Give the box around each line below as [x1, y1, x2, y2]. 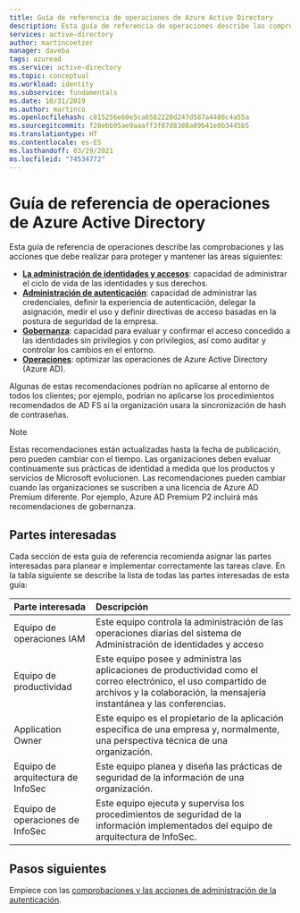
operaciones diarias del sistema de [95, 627, 243, 640]
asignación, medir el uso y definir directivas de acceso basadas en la [21, 306, 277, 318]
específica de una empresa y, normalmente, [95, 723, 279, 736]
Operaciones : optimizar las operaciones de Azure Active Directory [21, 354, 268, 365]
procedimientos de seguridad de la [95, 808, 242, 821]
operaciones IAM [13, 633, 86, 645]
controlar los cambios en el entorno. [21, 345, 156, 355]
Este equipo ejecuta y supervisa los [95, 798, 245, 810]
